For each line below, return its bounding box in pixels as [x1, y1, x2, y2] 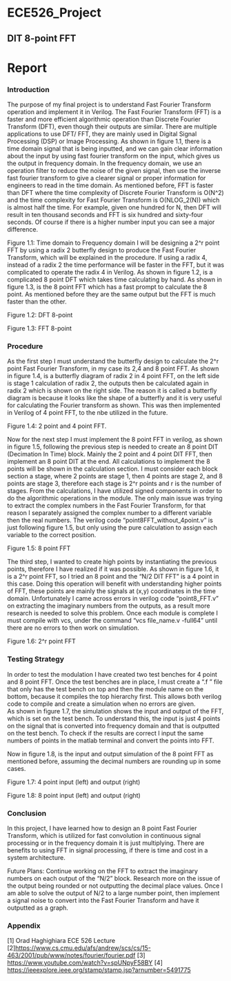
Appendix [7, 921, 41, 931]
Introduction [7, 84, 50, 94]
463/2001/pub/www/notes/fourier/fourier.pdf [7, 951, 136, 960]
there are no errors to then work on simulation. [7, 624, 140, 632]
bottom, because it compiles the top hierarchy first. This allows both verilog [7, 692, 222, 700]
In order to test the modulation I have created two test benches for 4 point [7, 670, 217, 678]
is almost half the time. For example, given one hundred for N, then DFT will [7, 203, 222, 212]
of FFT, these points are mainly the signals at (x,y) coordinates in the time [7, 587, 216, 595]
